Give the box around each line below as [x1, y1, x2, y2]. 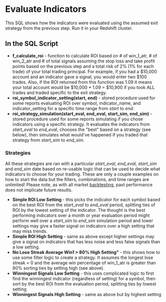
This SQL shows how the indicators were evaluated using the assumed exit [5, 20, 158, 26]
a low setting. [12, 244, 40, 250]
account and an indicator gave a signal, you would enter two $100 [12, 73, 147, 80]
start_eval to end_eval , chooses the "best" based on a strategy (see [12, 126, 151, 132]
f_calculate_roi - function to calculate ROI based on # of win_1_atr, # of [12, 53, 158, 59]
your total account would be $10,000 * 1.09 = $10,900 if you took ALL [12, 84, 155, 90]
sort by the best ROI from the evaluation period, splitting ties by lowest [12, 281, 157, 287]
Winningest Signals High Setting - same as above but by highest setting [12, 292, 162, 298]
